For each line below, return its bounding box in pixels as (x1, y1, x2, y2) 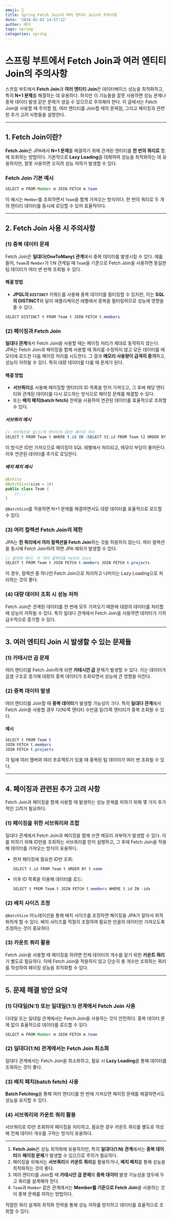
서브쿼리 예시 (5, 416, 32, 423)
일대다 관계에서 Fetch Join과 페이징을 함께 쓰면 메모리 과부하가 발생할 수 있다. (5, 832, 161, 839)
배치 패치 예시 (5, 463, 32, 470)
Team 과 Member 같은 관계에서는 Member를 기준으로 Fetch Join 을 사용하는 (12, 1185, 160, 1191)
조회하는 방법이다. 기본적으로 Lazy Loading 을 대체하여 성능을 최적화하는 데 (10, 154, 161, 160)
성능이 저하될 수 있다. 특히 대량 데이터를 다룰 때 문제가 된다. (5, 359, 124, 365)
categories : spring (5, 31, 47, 36)
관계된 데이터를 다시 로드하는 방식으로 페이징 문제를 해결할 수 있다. (22, 391, 155, 397)
